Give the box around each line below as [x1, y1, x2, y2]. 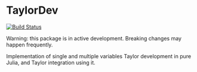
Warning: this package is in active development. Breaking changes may [6, 35, 182, 42]
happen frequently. [6, 41, 53, 48]
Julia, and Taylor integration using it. [6, 59, 96, 66]
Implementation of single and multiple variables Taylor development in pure [6, 52, 192, 60]
